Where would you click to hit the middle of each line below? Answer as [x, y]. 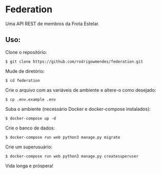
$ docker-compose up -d [31, 118]
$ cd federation [23, 81]
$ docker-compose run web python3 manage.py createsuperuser [72, 156]
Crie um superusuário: [29, 147]
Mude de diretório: [25, 71]
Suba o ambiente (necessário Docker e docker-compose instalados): [78, 109]
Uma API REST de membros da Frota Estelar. [52, 24]
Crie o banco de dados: [30, 128]
